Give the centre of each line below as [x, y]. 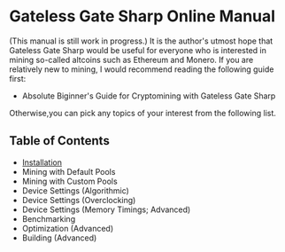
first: [18, 78]
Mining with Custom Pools [69, 181]
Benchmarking [49, 218]
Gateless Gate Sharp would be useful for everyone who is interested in [138, 50]
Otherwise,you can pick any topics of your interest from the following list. [143, 113]
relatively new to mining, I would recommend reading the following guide [142, 69]
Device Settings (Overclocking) [79, 200]
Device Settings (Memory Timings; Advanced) [106, 209]
